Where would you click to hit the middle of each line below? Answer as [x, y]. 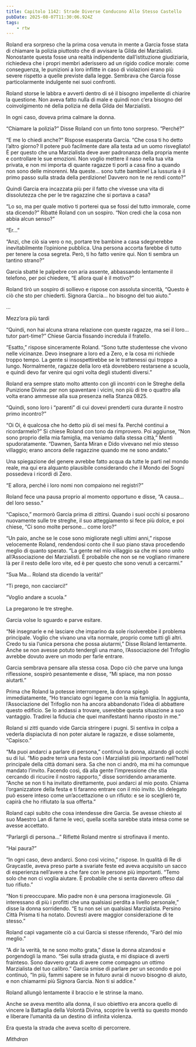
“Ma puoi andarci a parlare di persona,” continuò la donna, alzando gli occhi [97, 752]
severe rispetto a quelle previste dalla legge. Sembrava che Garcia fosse [93, 76]
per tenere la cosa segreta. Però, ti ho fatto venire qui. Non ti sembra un [92, 254]
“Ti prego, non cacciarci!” [37, 586]
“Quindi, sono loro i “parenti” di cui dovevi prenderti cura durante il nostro [94, 408]
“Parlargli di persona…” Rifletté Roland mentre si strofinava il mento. [88, 837]
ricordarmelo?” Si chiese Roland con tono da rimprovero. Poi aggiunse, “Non [98, 432]
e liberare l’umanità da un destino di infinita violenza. [69, 1016]
